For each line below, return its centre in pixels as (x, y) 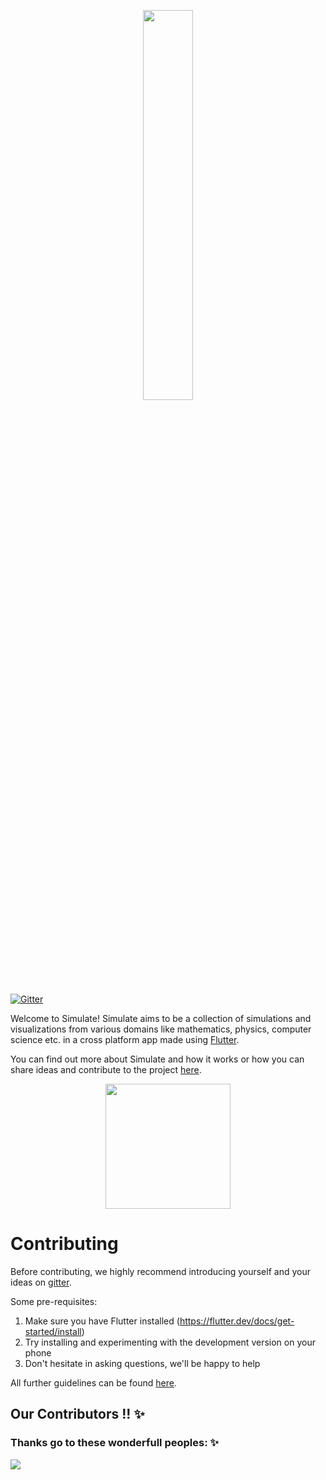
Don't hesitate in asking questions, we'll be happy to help (142, 1363)
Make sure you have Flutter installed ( (102, 1321)
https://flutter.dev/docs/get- (237, 1321)
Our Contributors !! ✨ (77, 1414)
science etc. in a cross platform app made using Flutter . (125, 1039)
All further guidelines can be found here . (93, 1382)
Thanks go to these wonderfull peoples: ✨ (114, 1443)
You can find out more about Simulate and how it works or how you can (157, 1059)
